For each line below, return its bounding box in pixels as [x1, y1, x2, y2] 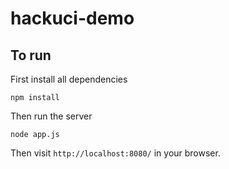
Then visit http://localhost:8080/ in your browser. [10, 147, 221, 159]
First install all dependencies [10, 73, 128, 85]
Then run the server [10, 110, 93, 122]
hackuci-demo [10, 7, 135, 30]
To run [10, 47, 52, 64]
